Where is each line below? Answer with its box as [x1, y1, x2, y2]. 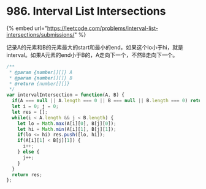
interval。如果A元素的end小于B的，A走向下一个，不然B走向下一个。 [6, 51, 178, 59]
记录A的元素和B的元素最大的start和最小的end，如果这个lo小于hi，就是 [6, 43, 184, 51]
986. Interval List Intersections [6, 4, 166, 18]
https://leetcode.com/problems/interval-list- [47, 24, 158, 32]
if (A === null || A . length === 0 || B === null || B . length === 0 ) [12, 98, 188, 104]
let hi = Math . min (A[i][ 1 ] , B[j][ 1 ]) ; [17, 126, 116, 132]
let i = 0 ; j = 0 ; [12, 103, 59, 109]
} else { [17, 149, 40, 155]
